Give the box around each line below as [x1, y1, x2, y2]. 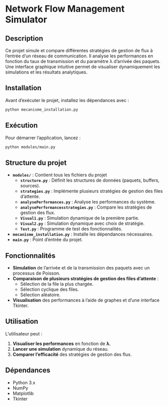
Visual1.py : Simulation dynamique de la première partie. [20, 215, 140, 221]
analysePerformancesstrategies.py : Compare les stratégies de [20, 204, 152, 211]
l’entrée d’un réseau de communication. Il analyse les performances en [5, 53, 153, 59]
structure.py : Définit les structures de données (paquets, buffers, [20, 177, 160, 183]
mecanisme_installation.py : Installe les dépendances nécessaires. [12, 231, 153, 238]
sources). [20, 183, 41, 189]
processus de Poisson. [12, 270, 61, 276]
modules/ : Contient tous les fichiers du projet [12, 172, 108, 178]
